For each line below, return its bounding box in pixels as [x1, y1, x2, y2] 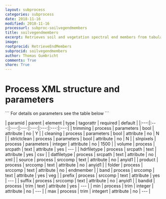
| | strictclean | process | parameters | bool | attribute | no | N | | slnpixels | [5, 136, 156, 142]
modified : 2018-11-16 [5, 21, 50, 26]
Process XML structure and [5, 83, 120, 95]
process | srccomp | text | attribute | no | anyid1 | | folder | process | [5, 162, 143, 168]
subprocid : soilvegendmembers [5, 48, 68, 53]
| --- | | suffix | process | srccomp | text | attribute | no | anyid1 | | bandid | [5, 178, 155, 184]
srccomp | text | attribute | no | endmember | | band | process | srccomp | [5, 167, 155, 173]
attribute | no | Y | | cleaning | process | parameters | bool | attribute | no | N [5, 130, 160, 136]
